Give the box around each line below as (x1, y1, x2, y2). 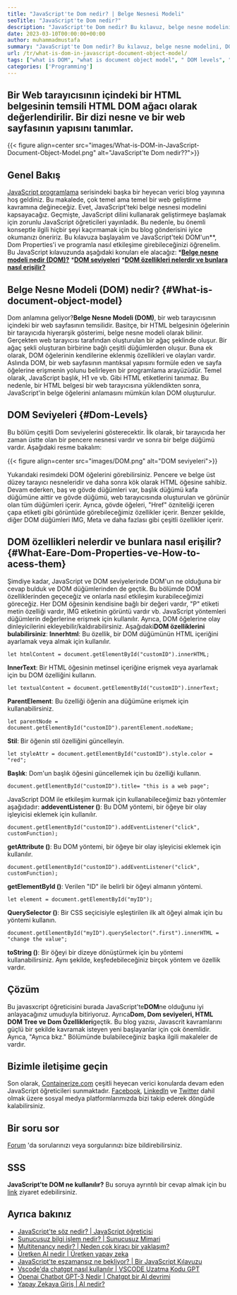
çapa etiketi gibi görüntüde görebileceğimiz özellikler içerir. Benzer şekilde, (7, 507, 226, 517)
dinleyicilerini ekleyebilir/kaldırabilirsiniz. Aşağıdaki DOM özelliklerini (7, 622, 205, 631)
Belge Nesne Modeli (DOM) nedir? (7, 284, 160, 296)
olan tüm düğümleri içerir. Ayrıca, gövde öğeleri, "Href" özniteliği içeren (7, 500, 215, 509)
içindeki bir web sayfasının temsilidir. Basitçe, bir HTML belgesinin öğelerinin (7, 321, 230, 330)
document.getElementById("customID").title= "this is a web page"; (7, 783, 210, 790)
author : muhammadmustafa (7, 37, 80, 44)
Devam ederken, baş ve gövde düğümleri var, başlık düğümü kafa (7, 485, 198, 494)
